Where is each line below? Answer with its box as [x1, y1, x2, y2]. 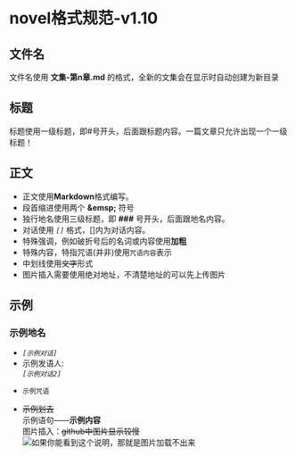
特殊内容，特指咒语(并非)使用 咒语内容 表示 [21, 246, 172, 257]
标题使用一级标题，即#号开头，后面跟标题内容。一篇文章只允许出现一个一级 [9, 126, 288, 137]
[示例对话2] [21, 369, 62, 379]
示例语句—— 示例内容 [21, 415, 101, 426]
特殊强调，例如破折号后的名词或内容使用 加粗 [21, 236, 187, 246]
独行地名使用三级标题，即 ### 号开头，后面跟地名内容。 [21, 213, 230, 224]
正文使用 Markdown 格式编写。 [21, 191, 134, 202]
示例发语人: [21, 358, 64, 369]
